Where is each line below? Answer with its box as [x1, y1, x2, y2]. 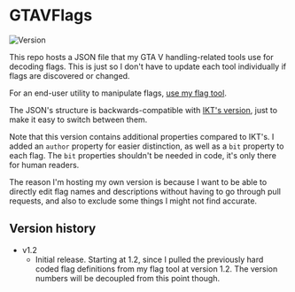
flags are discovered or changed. [9, 70, 130, 81]
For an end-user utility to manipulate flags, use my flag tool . [9, 88, 228, 98]
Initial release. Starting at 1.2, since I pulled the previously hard [35, 254, 264, 265]
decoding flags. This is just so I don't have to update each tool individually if [9, 61, 286, 72]
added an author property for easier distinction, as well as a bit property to [9, 141, 284, 151]
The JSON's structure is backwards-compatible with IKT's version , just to [9, 104, 277, 115]
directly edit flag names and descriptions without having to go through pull [9, 186, 282, 196]
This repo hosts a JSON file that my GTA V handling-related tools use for [9, 51, 274, 62]
